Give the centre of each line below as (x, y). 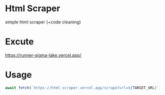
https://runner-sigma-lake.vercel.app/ (43, 55)
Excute (20, 42)
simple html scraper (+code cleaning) (43, 22)
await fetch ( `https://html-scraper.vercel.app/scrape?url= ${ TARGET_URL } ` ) (83, 88)
